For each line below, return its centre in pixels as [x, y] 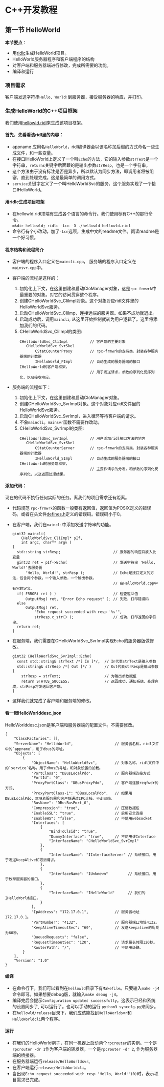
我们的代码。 [37, 326]
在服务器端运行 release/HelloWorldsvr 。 [52, 1061]
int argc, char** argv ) [47, 543]
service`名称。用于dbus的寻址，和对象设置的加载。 [57, 768]
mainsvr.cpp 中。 [29, 268]
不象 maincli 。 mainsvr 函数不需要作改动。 [60, 422]
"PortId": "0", [47, 778]
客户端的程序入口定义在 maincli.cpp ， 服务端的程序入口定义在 [74, 262]
